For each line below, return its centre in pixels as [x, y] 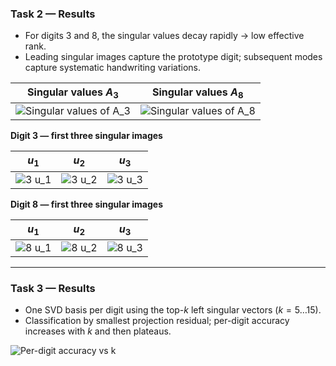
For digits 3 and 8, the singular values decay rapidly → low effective [164, 36]
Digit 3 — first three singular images [86, 136]
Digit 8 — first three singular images [87, 204]
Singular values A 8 [197, 93]
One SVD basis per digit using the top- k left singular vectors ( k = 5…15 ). [173, 310]
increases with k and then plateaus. [98, 331]
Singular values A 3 [73, 93]
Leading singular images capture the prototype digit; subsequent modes [173, 57]
